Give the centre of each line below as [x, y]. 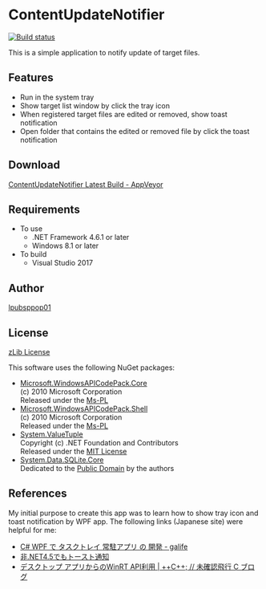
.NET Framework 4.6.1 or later [81, 238]
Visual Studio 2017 [62, 263]
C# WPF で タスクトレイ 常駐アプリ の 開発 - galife [104, 546]
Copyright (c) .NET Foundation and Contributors [99, 443]
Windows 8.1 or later [65, 246]
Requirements [44, 209]
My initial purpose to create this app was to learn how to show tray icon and [133, 513]
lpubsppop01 [30, 307]
